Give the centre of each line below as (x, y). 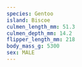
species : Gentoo (30, 14)
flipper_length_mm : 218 (41, 40)
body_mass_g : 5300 (33, 46)
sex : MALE (21, 53)
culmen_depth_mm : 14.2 (39, 33)
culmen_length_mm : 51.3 (41, 27)
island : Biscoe (28, 20)
